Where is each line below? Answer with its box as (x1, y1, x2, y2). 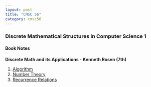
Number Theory (12, 71, 46, 77)
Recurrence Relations (12, 77, 57, 83)
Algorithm (12, 66, 33, 72)
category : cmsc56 (5, 16, 42, 21)
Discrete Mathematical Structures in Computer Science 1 (5, 33, 146, 40)
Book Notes (5, 45, 30, 51)
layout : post (5, 7, 33, 12)
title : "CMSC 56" (5, 12, 42, 17)
